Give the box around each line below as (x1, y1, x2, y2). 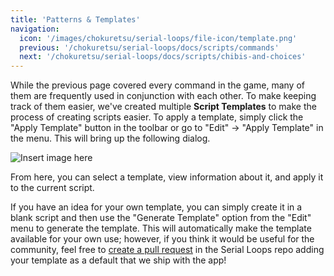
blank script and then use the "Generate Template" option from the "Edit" (10, 212, 312, 224)
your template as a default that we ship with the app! (10, 254, 227, 266)
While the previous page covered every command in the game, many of (10, 79, 305, 91)
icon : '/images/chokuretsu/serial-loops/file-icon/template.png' (19, 33, 298, 43)
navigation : (10, 24, 60, 34)
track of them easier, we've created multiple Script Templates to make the (10, 101, 317, 113)
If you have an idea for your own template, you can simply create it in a (10, 201, 303, 213)
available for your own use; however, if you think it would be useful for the (10, 233, 315, 245)
